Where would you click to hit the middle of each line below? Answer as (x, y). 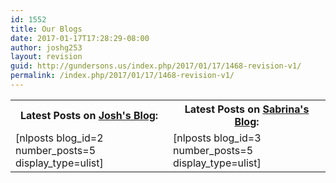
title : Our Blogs (46, 29)
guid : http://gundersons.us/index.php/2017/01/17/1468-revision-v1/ (156, 66)
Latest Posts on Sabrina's (247, 109)
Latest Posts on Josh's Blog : (89, 115)
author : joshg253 (46, 47)
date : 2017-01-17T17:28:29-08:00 (80, 38)
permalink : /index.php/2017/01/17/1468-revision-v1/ (122, 76)
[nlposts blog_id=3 (217, 138)
